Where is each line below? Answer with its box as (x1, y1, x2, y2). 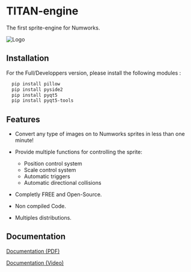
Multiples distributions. (14, 214, 72, 221)
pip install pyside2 (11, 86, 63, 93)
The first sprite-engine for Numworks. (6, 24, 100, 31)
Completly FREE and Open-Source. (14, 191, 102, 198)
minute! (14, 137, 34, 144)
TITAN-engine (6, 4, 79, 18)
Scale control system (23, 167, 76, 174)
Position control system (23, 160, 82, 167)
